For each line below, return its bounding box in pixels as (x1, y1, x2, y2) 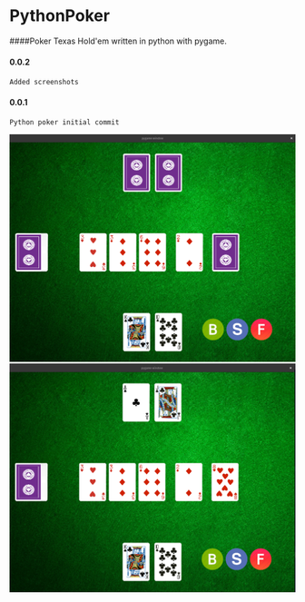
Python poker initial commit (9, 118, 120, 127)
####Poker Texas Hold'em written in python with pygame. (9, 35, 227, 46)
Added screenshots (9, 78, 79, 87)
